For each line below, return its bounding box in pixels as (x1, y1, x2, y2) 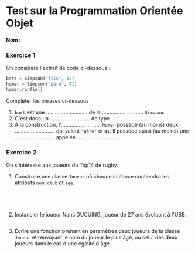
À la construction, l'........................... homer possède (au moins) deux (14, 121, 179, 128)
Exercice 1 (6, 51, 36, 59)
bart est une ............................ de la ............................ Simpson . (14, 109, 165, 116)
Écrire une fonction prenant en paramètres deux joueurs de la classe (14, 228, 180, 234)
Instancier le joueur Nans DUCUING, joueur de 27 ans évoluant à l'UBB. (14, 211, 187, 218)
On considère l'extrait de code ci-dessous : (6, 65, 111, 72)
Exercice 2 (6, 148, 37, 156)
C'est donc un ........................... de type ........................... (14, 114, 151, 122)
